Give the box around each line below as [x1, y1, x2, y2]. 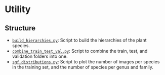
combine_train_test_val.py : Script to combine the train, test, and [12, 48, 148, 54]
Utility [5, 4, 31, 15]
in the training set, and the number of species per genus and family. [12, 64, 154, 70]
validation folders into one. [12, 53, 68, 59]
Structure [5, 24, 36, 32]
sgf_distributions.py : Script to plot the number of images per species [12, 59, 160, 64]
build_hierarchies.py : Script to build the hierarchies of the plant [12, 37, 147, 43]
